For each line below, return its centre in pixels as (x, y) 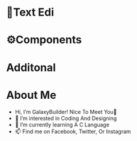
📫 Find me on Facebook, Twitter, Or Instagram (73, 131)
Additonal (31, 67)
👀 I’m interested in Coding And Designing (66, 118)
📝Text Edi (30, 12)
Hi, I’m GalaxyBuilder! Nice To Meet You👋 (66, 111)
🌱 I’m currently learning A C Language (62, 124)
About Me (31, 95)
